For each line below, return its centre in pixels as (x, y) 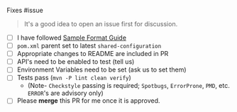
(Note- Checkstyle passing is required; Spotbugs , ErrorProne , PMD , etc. (128, 86)
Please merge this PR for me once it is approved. (88, 101)
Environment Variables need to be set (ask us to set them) (101, 69)
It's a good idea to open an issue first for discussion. (101, 24)
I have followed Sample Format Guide (72, 38)
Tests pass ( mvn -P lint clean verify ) (74, 78)
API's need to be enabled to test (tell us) (76, 62)
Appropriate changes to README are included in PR (93, 54)
